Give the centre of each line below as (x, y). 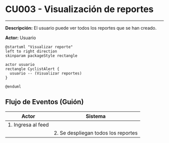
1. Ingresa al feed (28, 124)
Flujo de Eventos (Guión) (45, 102)
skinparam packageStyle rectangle (41, 56)
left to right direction (31, 51)
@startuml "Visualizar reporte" (39, 47)
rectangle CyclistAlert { (32, 69)
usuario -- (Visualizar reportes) (46, 73)
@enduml (13, 87)
